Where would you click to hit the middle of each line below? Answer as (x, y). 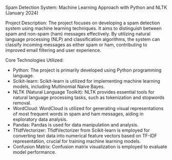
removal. (22, 103)
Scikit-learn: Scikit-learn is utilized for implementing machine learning (86, 81)
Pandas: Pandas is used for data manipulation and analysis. (75, 125)
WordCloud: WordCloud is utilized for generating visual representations (88, 108)
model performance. (34, 152)
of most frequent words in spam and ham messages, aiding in (78, 114)
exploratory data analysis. (40, 119)
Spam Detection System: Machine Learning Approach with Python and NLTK (86, 7)
